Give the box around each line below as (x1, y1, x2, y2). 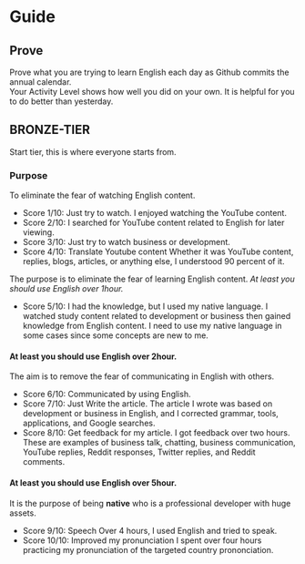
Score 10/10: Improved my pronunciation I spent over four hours (22, 535, 262, 546)
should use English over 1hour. (9, 283, 124, 294)
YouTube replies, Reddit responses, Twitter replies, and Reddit (22, 446, 257, 457)
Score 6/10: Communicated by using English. (22, 389, 191, 400)
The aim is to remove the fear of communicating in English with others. (9, 371, 275, 382)
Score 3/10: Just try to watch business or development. (22, 237, 230, 248)
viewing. (22, 227, 55, 238)
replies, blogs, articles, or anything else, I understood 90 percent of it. (22, 256, 285, 267)
